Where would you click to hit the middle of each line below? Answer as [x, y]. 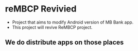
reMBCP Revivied [41, 9]
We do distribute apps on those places [64, 43]
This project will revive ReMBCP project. [52, 27]
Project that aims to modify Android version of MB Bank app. [73, 22]
